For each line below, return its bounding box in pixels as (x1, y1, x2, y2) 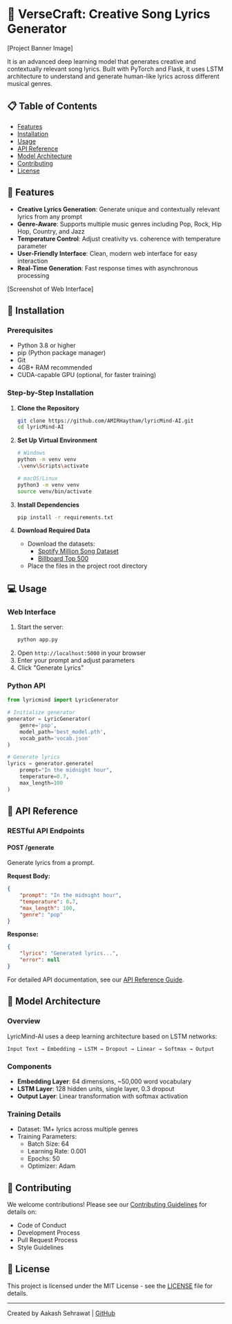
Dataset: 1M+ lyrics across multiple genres (17, 1125, 139, 1133)
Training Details (7, 1109, 61, 1119)
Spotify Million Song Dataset (37, 547, 119, 555)
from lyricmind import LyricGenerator (7, 697, 119, 704)
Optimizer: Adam (27, 1162, 76, 1170)
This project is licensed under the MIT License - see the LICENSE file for (7, 1282, 213, 1290)
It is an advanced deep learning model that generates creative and (7, 57, 197, 65)
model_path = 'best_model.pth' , (19, 728, 107, 735)
